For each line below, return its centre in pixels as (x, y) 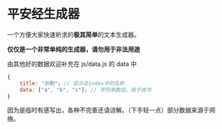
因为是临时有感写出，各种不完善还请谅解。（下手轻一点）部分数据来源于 (108, 110)
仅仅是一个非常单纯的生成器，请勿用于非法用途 (73, 49)
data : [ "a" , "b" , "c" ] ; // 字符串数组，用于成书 (85, 90)
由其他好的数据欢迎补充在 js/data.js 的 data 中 (72, 63)
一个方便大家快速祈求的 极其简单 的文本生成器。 (73, 34)
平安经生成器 (44, 14)
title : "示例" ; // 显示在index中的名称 (72, 83)
